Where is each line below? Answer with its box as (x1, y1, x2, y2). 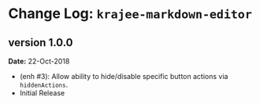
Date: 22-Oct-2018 (8, 56, 70, 66)
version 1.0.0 (8, 36, 73, 49)
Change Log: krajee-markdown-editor (8, 5, 252, 23)
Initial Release (19, 88, 65, 98)
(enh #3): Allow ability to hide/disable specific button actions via (19, 72, 228, 81)
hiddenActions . (19, 80, 69, 89)
